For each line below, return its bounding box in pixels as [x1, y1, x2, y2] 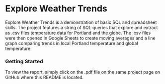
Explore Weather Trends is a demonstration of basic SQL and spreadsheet [5, 19, 157, 25]
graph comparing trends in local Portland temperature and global [5, 40, 138, 46]
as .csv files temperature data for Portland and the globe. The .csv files [5, 30, 151, 36]
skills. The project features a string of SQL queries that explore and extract [5, 24, 158, 30]
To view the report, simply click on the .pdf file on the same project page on [5, 69, 161, 75]
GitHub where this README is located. [5, 75, 84, 81]
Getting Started [5, 58, 43, 65]
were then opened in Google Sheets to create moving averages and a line [5, 35, 156, 41]
